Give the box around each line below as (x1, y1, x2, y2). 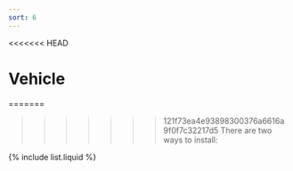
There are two (220, 125, 273, 135)
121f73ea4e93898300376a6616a (163, 115, 285, 126)
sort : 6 (8, 12, 37, 22)
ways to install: (163, 134, 219, 145)
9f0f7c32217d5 (163, 125, 219, 135)
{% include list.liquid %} (8, 151, 97, 162)
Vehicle (8, 69, 66, 89)
